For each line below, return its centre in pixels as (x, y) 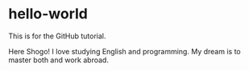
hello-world (48, 14)
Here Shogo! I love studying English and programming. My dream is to (124, 51)
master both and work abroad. (58, 60)
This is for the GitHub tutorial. (57, 36)
